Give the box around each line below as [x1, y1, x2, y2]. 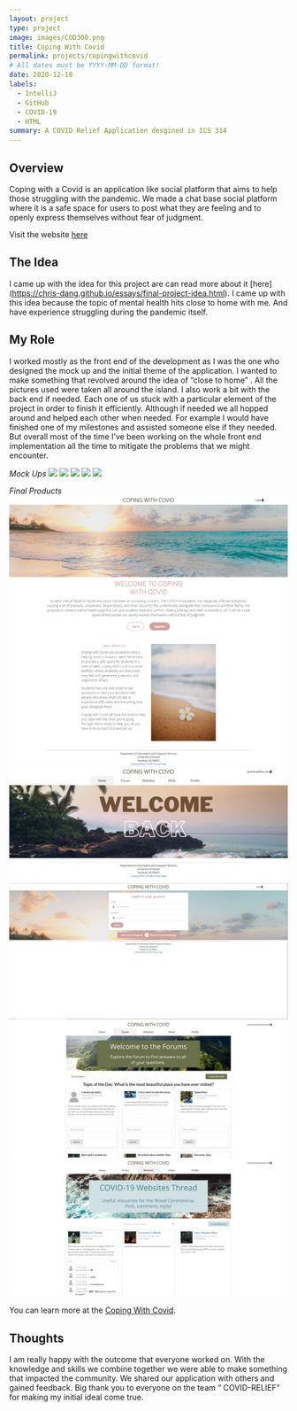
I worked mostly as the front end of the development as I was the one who [9, 355, 280, 367]
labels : [9, 80, 38, 89]
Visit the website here [9, 229, 88, 239]
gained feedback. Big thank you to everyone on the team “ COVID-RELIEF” [9, 1383, 280, 1393]
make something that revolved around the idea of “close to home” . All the [9, 375, 278, 385]
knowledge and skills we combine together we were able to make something [9, 1364, 288, 1375]
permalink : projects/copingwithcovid [9, 51, 148, 61]
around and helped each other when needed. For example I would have [9, 412, 270, 423]
